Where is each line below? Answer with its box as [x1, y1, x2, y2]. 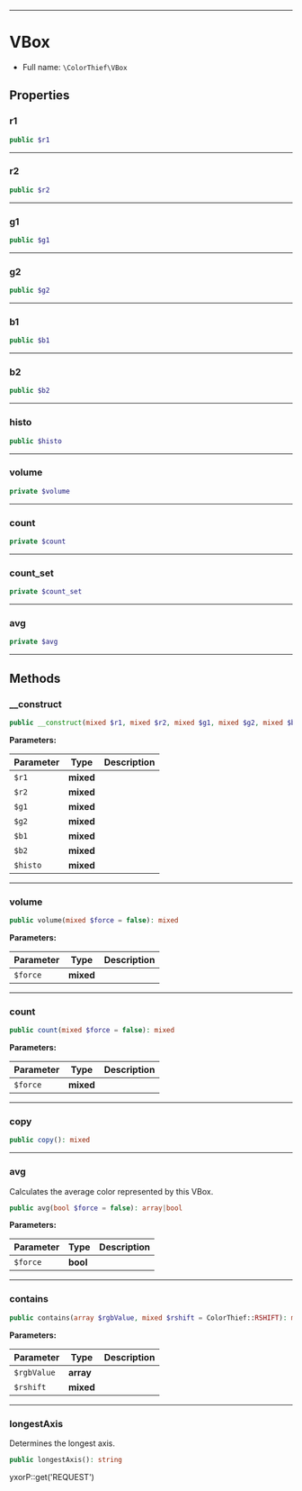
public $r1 [9, 135, 50, 144]
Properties [9, 87, 70, 104]
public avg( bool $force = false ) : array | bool [9, 1204, 182, 1213]
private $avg [9, 637, 58, 647]
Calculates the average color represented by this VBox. [9, 1186, 214, 1196]
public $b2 [9, 386, 50, 395]
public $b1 [9, 336, 50, 345]
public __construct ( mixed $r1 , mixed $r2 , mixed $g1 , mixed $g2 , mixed [9, 718, 284, 727]
